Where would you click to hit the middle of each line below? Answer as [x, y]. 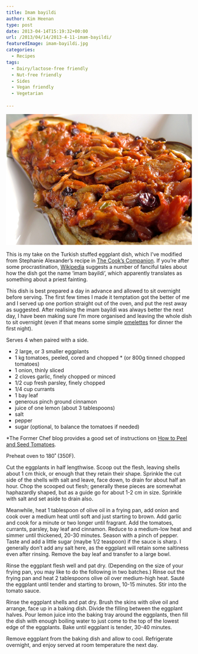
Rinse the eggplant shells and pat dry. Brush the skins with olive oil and [92, 602]
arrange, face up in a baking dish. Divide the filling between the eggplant [94, 609]
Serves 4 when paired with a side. [47, 340]
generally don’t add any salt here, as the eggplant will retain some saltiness [98, 548]
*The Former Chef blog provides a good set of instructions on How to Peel [97, 438]
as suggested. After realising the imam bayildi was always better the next [95, 310]
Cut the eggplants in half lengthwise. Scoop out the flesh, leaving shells [93, 467]
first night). [19, 328]
